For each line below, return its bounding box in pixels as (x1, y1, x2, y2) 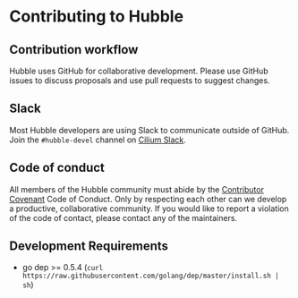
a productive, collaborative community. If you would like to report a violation (9, 203, 289, 214)
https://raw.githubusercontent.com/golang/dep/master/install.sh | (21, 271, 279, 281)
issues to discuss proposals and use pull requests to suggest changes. (9, 75, 270, 86)
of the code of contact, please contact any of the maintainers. (9, 212, 238, 223)
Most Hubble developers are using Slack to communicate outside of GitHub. (9, 124, 290, 135)
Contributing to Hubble (9, 6, 184, 27)
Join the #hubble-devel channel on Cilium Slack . (9, 134, 186, 145)
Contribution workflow (9, 42, 139, 57)
